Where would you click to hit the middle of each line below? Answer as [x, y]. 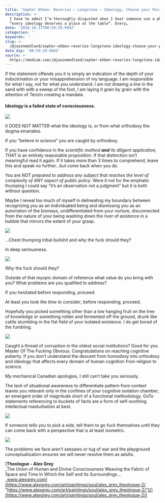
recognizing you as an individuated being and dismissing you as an [73, 206]
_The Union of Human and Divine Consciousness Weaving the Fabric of [77, 469]
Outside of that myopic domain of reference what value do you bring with [79, 278]
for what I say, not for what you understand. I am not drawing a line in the [79, 84]
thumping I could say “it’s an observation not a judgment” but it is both [76, 186]
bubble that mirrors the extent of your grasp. [50, 221]
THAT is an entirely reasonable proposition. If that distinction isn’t [71, 156]
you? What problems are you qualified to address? [56, 283]
